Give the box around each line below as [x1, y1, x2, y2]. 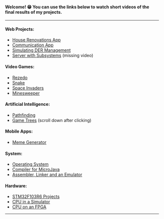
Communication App [12, 42, 54, 48]
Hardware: [5, 183, 27, 189]
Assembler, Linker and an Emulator [12, 172, 82, 178]
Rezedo [12, 75, 28, 80]
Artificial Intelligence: [5, 101, 50, 107]
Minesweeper [12, 90, 40, 96]
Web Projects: [5, 26, 35, 32]
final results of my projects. [5, 9, 62, 15]
